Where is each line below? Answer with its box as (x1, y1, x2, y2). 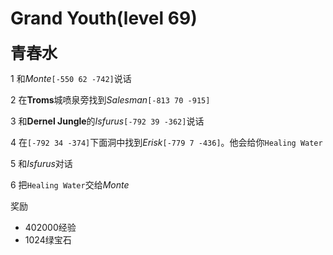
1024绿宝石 (24, 233, 72, 246)
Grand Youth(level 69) (10, 7, 198, 30)
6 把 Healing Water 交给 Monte (10, 178, 130, 191)
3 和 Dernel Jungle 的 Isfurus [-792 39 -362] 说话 (10, 115, 205, 127)
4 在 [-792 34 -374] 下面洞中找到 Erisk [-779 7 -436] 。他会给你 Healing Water (10, 136, 323, 148)
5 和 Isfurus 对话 (10, 157, 73, 169)
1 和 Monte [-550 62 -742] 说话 (10, 72, 132, 84)
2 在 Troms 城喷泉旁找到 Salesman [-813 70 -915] (10, 93, 211, 106)
